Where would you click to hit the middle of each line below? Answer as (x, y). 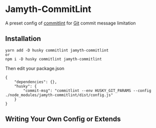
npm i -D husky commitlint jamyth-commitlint (53, 59)
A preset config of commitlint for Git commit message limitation (71, 23)
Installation (23, 39)
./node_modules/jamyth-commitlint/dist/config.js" (59, 95)
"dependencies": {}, (36, 82)
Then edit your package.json (35, 68)
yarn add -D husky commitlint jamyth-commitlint (57, 50)
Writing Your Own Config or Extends (63, 119)
